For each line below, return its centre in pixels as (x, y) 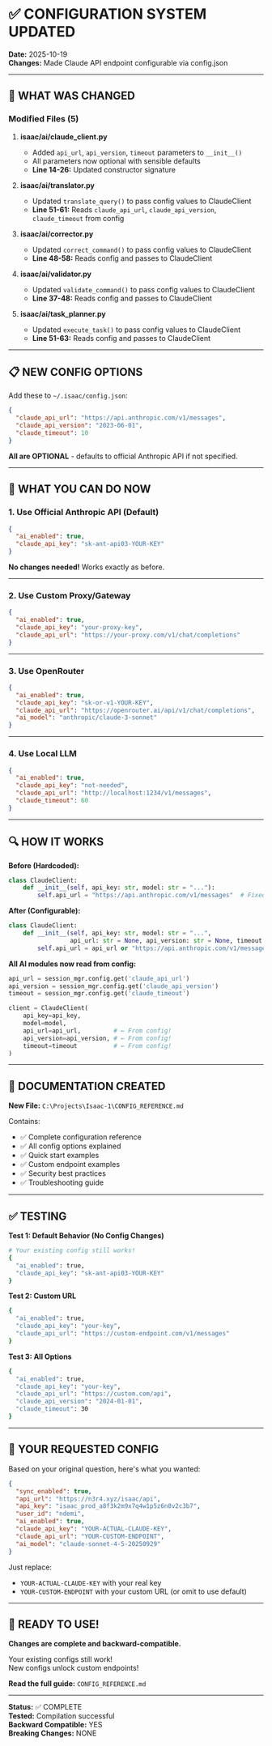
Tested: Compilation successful (62, 1716)
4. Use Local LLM (42, 754)
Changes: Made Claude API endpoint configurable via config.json (118, 62)
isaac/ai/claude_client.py (64, 136)
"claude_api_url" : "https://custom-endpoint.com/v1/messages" (123, 1334)
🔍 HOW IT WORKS (56, 842)
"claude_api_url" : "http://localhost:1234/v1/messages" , (114, 793)
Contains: (24, 1122)
